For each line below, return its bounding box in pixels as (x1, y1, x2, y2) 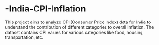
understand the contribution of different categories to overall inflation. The (5, 24, 154, 30)
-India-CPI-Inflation (5, 3, 86, 14)
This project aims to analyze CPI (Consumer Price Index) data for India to (5, 19, 151, 25)
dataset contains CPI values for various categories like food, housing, (5, 29, 144, 35)
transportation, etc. (5, 34, 44, 40)
